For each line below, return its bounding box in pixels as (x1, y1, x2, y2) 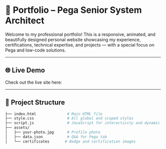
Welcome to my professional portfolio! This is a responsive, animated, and (5, 31, 156, 37)
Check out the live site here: (5, 79, 62, 85)
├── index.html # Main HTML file (5, 111, 103, 116)
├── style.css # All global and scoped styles (5, 116, 134, 121)
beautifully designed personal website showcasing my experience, (5, 37, 141, 43)
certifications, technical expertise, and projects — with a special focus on (5, 42, 155, 48)
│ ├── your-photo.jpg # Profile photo (5, 130, 100, 135)
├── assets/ (5, 125, 30, 130)
